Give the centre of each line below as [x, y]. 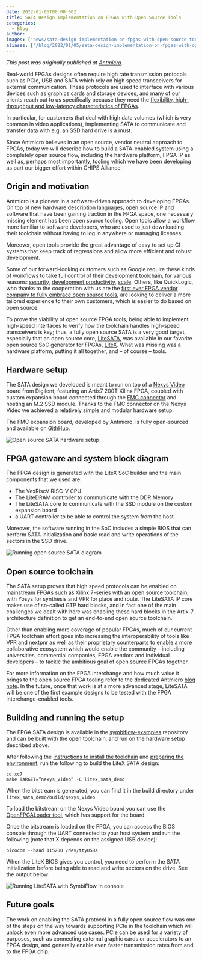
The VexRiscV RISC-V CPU [48, 491]
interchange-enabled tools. [40, 699]
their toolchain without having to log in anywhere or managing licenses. [95, 233]
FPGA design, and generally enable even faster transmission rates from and [100, 945]
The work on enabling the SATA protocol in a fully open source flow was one [101, 919]
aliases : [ [20, 46]
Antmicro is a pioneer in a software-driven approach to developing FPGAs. [98, 201]
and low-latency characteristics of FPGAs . [87, 106]
